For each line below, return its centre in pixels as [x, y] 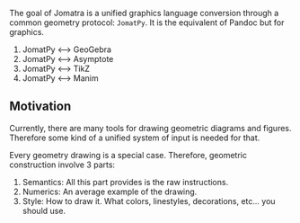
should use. [44, 210]
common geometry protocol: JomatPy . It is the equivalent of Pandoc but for [147, 22]
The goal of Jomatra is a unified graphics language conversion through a [144, 13]
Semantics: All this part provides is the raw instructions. [125, 182]
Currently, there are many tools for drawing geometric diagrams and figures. [150, 128]
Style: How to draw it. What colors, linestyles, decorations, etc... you [149, 201]
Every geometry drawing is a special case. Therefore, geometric [128, 155]
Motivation [40, 107]
